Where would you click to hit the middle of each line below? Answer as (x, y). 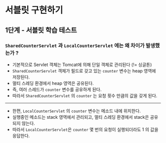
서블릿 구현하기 (34, 10)
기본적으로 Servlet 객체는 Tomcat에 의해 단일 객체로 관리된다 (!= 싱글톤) (82, 65)
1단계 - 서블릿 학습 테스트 (41, 30)
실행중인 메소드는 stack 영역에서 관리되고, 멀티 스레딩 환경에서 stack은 (81, 117)
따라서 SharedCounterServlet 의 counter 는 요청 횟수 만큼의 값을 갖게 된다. (85, 95)
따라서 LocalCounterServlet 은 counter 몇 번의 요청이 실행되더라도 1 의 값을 (85, 129)
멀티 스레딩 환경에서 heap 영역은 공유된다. (53, 83)
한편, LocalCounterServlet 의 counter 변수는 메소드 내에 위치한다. (76, 111)
